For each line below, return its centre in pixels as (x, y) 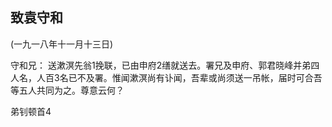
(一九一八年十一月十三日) (62, 44)
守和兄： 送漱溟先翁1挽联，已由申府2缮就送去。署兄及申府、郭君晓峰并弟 (161, 65)
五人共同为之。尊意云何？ (71, 90)
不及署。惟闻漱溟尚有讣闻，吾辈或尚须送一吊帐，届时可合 (195, 77)
